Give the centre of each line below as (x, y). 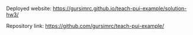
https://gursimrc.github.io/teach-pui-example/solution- (120, 8)
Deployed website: (29, 8)
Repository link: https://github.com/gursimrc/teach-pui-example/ (85, 26)
